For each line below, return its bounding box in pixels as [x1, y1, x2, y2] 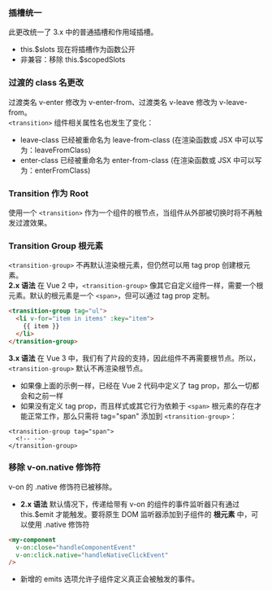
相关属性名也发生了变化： [67, 117, 154, 127]
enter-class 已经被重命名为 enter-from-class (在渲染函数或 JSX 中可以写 [19, 155, 262, 164]
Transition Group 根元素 [8, 240, 104, 252]
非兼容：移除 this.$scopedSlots [19, 55, 126, 64]
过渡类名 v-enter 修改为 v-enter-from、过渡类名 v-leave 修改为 [8, 97, 218, 107]
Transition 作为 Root [8, 187, 89, 199]
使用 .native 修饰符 [27, 519, 90, 529]
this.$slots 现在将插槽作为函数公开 [19, 45, 136, 55]
